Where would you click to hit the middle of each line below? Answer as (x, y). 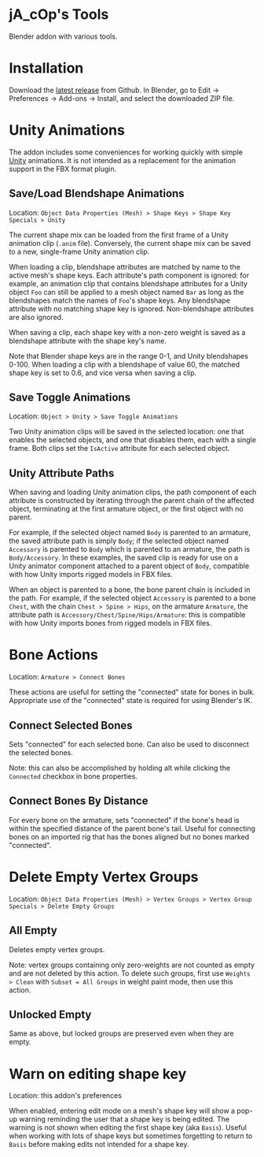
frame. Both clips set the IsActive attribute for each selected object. (119, 448)
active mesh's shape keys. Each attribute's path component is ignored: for (129, 275)
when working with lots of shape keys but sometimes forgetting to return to (131, 1136)
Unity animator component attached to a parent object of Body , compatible (129, 566)
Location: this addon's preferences (66, 1096)
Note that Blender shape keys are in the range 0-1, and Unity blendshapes (128, 355)
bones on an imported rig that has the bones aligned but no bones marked (129, 836)
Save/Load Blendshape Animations (97, 193)
